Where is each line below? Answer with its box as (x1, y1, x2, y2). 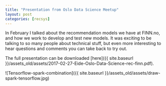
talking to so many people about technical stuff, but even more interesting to (5, 41, 162, 46)
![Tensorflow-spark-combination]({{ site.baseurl (5, 70, 104, 76)
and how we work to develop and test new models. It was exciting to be (5, 35, 152, 41)
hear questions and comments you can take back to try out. (5, 45, 128, 52)
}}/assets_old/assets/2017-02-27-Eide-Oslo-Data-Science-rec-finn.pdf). (5, 60, 154, 67)
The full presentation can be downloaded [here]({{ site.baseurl (5, 55, 133, 61)
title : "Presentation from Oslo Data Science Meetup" (5, 7, 119, 12)
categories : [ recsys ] (5, 16, 50, 21)
